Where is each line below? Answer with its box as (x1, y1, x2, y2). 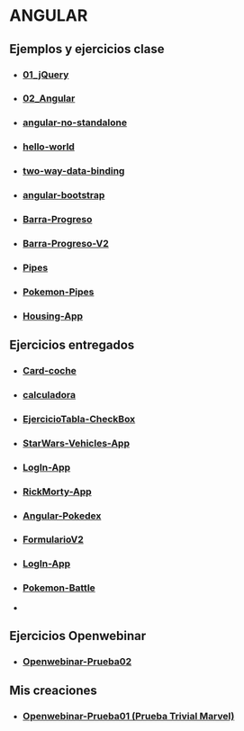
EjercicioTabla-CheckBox (22, 412, 136, 425)
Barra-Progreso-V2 (22, 237, 110, 249)
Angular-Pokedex (22, 510, 102, 522)
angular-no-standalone (22, 116, 128, 129)
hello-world (22, 140, 75, 153)
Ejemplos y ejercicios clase (9, 41, 165, 57)
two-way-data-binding (22, 165, 125, 177)
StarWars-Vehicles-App (22, 437, 131, 449)
